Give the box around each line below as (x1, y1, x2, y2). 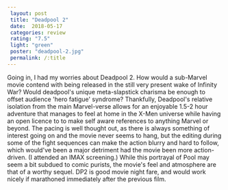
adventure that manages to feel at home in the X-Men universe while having (7, 109, 221, 118)
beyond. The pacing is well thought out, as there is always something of (7, 124, 210, 132)
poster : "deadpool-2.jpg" (10, 49, 84, 55)
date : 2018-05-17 (10, 23, 63, 29)
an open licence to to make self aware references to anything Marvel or (7, 117, 209, 125)
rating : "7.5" (10, 36, 51, 42)
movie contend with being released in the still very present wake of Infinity (7, 80, 218, 89)
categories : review (10, 29, 66, 36)
